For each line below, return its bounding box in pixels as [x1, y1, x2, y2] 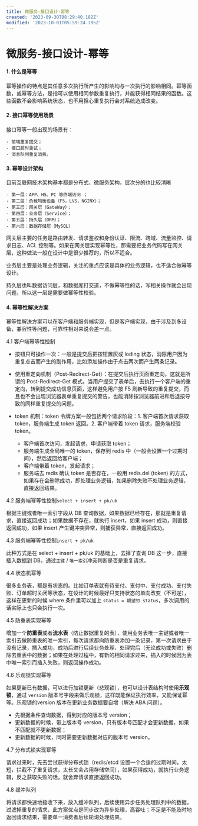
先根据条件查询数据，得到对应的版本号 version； [14, 711, 133, 719]
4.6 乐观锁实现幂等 [6, 672, 52, 679]
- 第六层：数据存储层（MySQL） [6, 223, 73, 230]
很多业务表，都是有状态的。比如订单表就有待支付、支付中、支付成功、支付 [6, 582, 187, 589]
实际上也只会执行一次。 [11, 604, 68, 611]
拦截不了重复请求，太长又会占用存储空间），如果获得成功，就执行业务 [16, 766, 184, 773]
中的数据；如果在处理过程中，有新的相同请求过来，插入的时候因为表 [26, 651, 192, 659]
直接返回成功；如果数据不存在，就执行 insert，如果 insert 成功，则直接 [16, 517, 188, 524]
